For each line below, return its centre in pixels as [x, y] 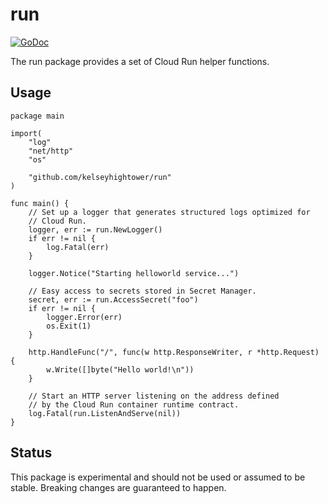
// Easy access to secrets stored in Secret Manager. [142, 291]
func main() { [40, 203]
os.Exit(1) [69, 326]
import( [26, 133]
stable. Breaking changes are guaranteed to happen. [118, 487]
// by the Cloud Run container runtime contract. [134, 404]
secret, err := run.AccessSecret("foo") [113, 299]
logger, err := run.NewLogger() [95, 229]
